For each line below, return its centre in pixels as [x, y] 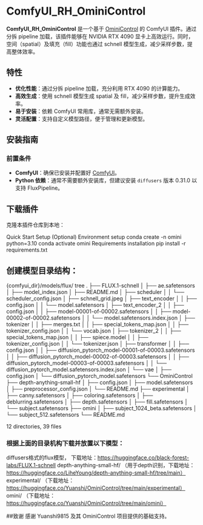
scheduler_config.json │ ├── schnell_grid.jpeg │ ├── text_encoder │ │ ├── [101, 298]
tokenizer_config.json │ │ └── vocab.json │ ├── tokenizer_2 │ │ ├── [94, 331]
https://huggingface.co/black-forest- [143, 458]
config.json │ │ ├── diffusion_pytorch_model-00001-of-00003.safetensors [101, 350]
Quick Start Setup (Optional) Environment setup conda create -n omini [94, 237]
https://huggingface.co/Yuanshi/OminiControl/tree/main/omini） [86, 503]
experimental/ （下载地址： [40, 481]
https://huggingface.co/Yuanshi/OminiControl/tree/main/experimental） [96, 488]
